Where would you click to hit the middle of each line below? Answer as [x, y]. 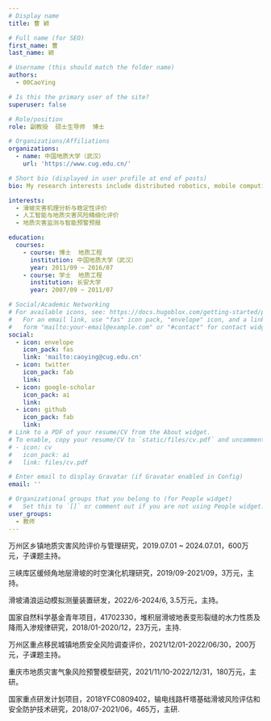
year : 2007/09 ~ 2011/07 [71, 290]
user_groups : [30, 514]
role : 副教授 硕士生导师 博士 [56, 127]
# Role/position [35, 119]
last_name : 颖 [31, 53]
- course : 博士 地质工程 [63, 252]
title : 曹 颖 [29, 23]
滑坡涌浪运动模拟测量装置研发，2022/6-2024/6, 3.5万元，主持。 [116, 600]
